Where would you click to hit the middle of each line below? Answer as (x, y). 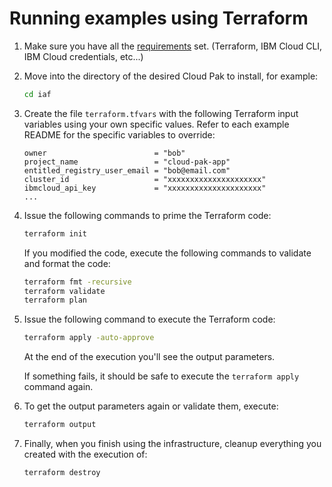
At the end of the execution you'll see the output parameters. (149, 357)
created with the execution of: (85, 454)
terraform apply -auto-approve (89, 338)
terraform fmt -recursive (77, 282)
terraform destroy (62, 473)
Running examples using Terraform (159, 18)
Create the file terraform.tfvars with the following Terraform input (161, 113)
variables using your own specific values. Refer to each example (156, 124)
